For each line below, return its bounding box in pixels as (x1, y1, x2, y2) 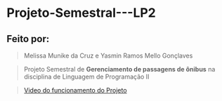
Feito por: (6, 33, 50, 45)
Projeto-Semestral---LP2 (6, 5, 156, 21)
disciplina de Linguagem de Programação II (23, 72, 150, 81)
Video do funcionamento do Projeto (23, 86, 127, 94)
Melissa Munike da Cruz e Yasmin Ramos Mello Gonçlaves (23, 51, 193, 60)
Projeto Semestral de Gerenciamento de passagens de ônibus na (23, 65, 216, 73)
